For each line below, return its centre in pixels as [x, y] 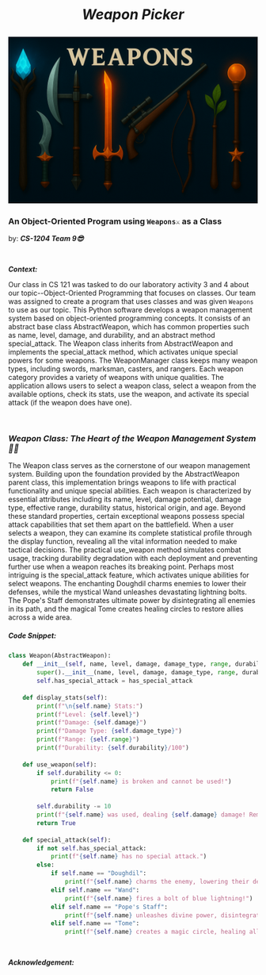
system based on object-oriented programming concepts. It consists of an [129, 318]
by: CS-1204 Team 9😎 [46, 239]
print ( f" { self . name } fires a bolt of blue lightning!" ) [159, 898]
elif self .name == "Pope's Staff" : [109, 907]
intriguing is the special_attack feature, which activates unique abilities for [129, 575]
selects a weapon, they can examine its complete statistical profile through [130, 533]
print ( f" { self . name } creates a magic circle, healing [155, 932]
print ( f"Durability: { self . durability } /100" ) [113, 748]
